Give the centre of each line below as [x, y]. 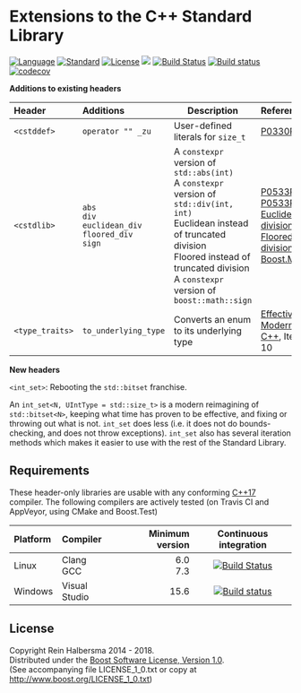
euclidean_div [112, 225]
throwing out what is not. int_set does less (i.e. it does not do [123, 423]
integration [243, 544]
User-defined [203, 126]
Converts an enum [212, 319]
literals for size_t [210, 136]
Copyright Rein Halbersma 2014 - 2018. [82, 650]
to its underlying [207, 331]
